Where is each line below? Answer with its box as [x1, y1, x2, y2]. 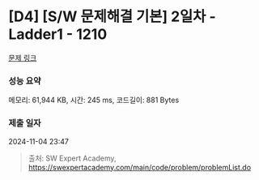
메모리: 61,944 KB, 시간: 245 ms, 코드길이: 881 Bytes [8, 95, 180, 105]
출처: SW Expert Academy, [28, 153, 117, 163]
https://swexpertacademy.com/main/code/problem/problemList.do [28, 162, 252, 172]
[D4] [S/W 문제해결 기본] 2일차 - [8, 7, 216, 26]
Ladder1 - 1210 [8, 25, 108, 44]
